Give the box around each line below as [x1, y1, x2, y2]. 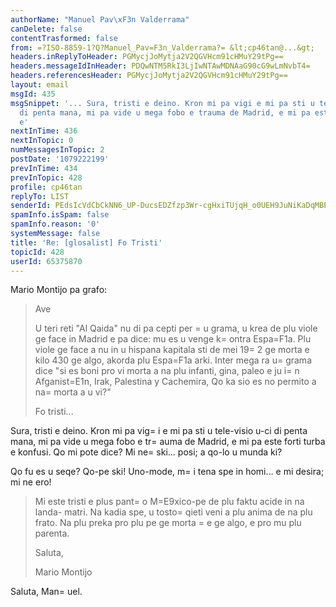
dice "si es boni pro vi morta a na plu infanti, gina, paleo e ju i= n [34, 365, 300, 377]
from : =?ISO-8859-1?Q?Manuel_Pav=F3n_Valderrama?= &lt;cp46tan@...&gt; [10, 42, 315, 53]
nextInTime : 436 [10, 126, 78, 136]
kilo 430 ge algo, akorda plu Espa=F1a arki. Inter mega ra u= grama [34, 354, 312, 366]
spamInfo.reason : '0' [10, 219, 101, 230]
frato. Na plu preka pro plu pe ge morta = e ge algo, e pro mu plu [34, 517, 302, 529]
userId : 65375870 [10, 256, 83, 266]
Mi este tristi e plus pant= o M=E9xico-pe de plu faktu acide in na [34, 496, 305, 508]
